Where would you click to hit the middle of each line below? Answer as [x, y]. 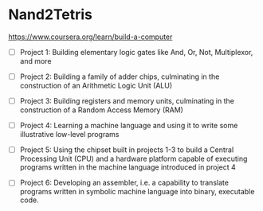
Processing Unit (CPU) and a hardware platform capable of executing [133, 159]
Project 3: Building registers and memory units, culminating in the [127, 101]
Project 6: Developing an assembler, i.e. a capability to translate [124, 183]
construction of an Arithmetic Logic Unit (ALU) [96, 86]
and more [35, 61]
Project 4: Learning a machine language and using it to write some [129, 126]
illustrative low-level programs [69, 135]
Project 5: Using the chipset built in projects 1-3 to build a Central [127, 150]
